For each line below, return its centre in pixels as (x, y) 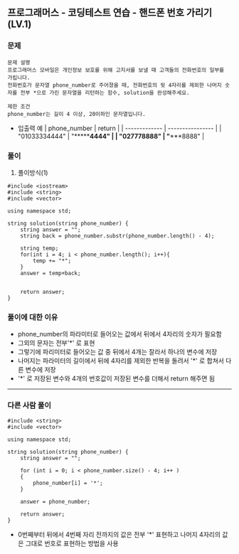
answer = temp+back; (51, 273)
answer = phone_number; (55, 501)
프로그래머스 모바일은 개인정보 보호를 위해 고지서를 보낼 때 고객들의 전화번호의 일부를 (116, 70)
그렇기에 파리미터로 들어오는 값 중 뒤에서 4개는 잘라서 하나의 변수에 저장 (117, 352)
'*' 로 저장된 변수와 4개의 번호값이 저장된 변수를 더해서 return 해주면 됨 (116, 378)
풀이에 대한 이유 (33, 317)
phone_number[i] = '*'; (68, 483)
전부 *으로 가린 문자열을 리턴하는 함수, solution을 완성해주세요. (105, 92)
